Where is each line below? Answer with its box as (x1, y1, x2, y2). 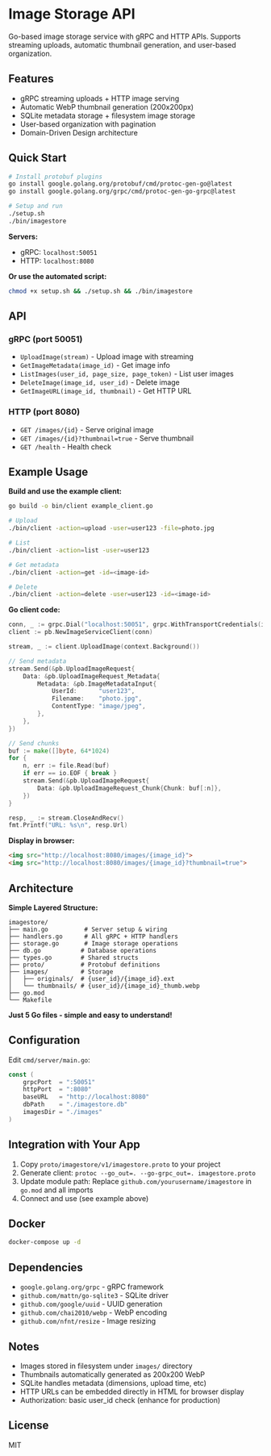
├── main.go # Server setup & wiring (8, 925, 168, 933)
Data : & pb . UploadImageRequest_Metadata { (23, 672, 161, 680)
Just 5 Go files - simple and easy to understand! (8, 1010, 173, 1020)
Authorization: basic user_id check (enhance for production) (19, 1395, 221, 1404)
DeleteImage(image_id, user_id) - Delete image (19, 378, 180, 387)
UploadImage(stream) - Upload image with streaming (19, 352, 194, 361)
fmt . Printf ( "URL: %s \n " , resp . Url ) (8, 821, 128, 829)
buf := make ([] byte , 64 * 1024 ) (8, 747, 110, 755)
